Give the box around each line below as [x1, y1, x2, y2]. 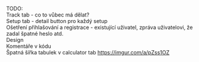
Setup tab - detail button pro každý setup [6, 18, 108, 24]
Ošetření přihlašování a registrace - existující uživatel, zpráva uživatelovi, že [6, 24, 193, 31]
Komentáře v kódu [6, 43, 52, 50]
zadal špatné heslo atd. [6, 30, 64, 37]
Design [6, 37, 24, 43]
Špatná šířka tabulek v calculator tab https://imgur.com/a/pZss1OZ [6, 49, 170, 56]
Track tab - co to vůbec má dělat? [6, 11, 90, 18]
